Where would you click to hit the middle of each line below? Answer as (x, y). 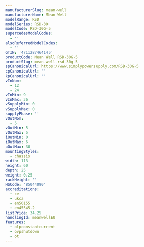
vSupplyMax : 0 (20, 109)
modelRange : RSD (22, 19)
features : (16, 222)
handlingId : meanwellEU (30, 218)
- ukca (17, 198)
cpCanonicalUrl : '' (26, 72)
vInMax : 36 (17, 99)
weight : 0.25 (19, 175)
